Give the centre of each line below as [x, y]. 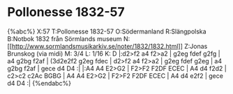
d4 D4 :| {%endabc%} [39, 83]
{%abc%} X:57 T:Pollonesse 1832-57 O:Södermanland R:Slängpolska [107, 31]
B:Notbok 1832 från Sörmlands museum [65, 38]
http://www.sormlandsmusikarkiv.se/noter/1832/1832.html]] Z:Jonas [110, 46]
